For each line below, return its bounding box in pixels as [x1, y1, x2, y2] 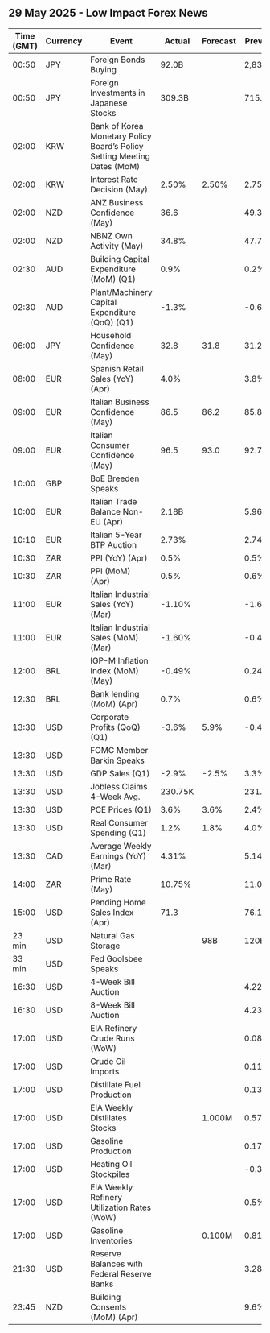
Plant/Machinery [89, 286, 153, 297]
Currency [45, 35, 83, 47]
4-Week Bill [89, 976, 135, 987]
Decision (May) [89, 184, 149, 195]
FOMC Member [89, 744, 149, 756]
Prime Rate [89, 873, 132, 884]
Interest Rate [89, 173, 138, 184]
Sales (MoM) [89, 631, 139, 643]
